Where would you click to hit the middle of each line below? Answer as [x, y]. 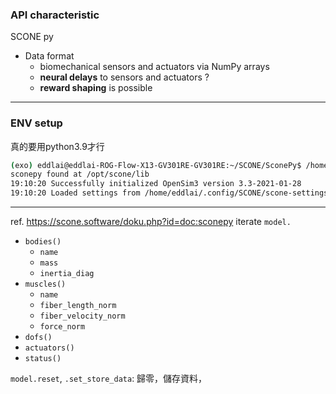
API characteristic [55, 15]
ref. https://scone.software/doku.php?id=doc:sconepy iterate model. [151, 222]
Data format [49, 56]
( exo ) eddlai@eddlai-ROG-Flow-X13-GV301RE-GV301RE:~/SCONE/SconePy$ [156, 165]
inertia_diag [67, 274]
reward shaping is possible [96, 88]
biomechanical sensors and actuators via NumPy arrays [154, 67]
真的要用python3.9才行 [57, 146]
